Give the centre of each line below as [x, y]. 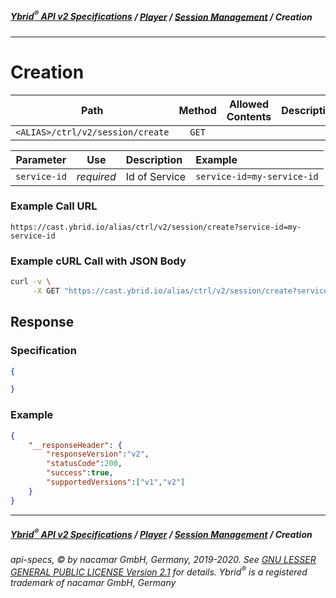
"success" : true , [80, 473]
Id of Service [156, 176]
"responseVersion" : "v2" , [98, 454]
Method [197, 110]
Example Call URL [54, 206]
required [96, 176]
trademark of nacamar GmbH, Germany [93, 582]
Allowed [249, 104]
